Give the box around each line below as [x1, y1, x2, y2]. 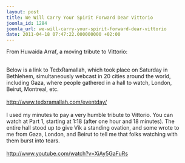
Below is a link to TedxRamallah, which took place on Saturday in [6, 66, 168, 73]
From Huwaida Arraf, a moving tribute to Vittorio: [6, 48, 128, 55]
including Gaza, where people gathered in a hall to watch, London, [6, 79, 172, 87]
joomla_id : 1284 [6, 20, 47, 26]
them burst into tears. [6, 137, 60, 144]
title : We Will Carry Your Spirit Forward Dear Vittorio [6, 15, 153, 21]
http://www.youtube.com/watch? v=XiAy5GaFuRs [6, 150, 129, 158]
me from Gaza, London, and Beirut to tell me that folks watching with [6, 131, 178, 138]
